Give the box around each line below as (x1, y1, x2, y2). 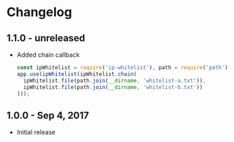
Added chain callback (16, 50, 80, 59)
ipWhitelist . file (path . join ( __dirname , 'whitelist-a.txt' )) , (23, 77, 207, 84)
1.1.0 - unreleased (6, 32, 86, 44)
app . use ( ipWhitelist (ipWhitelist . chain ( (16, 71, 137, 78)
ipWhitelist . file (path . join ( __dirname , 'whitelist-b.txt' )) (23, 83, 203, 91)
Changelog (6, 4, 72, 20)
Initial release (16, 128, 56, 136)
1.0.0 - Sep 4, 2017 (6, 109, 89, 121)
